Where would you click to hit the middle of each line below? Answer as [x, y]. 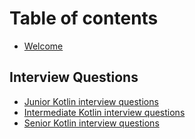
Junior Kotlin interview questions [91, 101]
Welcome [43, 46]
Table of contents [84, 18]
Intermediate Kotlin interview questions [104, 112]
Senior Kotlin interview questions [91, 123]
